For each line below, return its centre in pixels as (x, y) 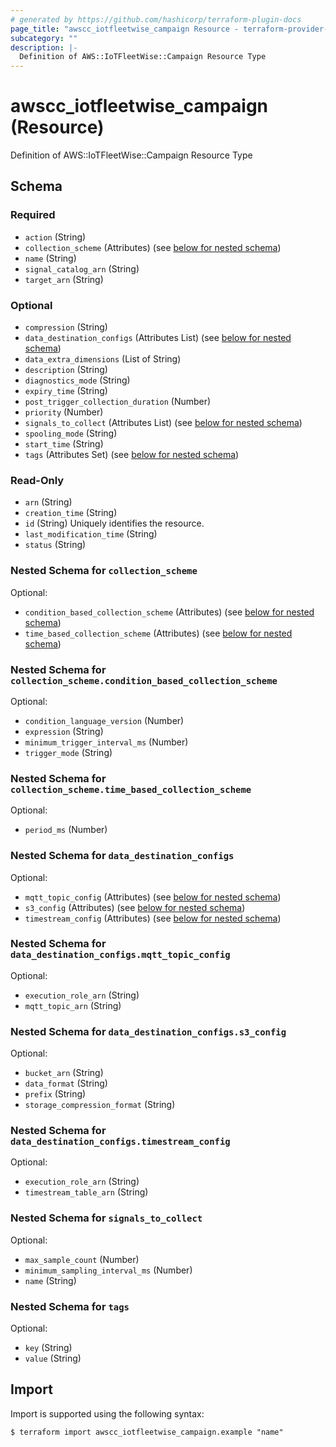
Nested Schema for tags (70, 1306)
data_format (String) (66, 1083)
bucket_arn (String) (64, 1073)
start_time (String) (64, 444)
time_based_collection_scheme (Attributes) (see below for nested (158, 633)
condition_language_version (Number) (104, 720)
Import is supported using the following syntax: (107, 1413)
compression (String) (66, 327)
